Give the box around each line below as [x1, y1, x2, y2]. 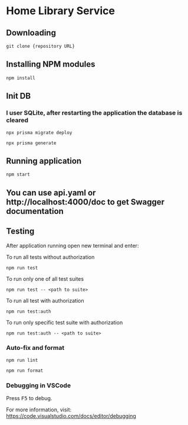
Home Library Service [6, 4, 116, 18]
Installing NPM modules [6, 59, 95, 69]
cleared [6, 116, 28, 125]
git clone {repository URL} [6, 43, 75, 49]
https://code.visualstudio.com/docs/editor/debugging [6, 413, 137, 420]
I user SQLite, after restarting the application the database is [6, 109, 183, 117]
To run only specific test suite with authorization [6, 319, 123, 326]
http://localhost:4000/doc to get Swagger [6, 197, 165, 207]
